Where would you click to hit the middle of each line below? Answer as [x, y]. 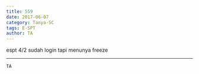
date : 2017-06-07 [28, 17]
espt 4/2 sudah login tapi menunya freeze [57, 50]
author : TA [20, 33]
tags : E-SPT [21, 28]
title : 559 [20, 11]
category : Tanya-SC [30, 22]
